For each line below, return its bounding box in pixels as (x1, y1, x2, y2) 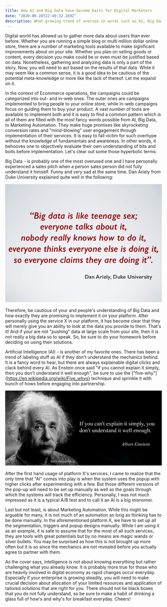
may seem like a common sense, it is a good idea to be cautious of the (5, 70, 150, 76)
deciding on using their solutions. (5, 339, 74, 345)
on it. (5, 80, 16, 87)
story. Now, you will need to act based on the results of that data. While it (5, 65, 155, 71)
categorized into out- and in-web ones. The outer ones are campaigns (5, 95, 149, 102)
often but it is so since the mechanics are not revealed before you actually (5, 544, 157, 550)
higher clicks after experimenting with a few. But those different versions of (5, 481, 159, 487)
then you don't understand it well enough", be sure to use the (5, 370, 131, 376)
